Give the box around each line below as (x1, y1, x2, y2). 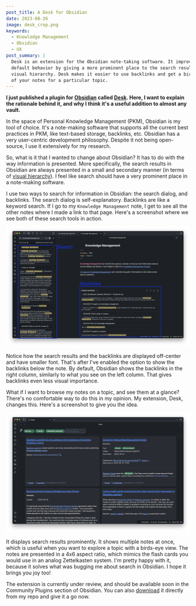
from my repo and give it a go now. (6, 593, 90, 600)
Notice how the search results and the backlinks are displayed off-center (6, 353, 181, 360)
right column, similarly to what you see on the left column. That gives (6, 371, 172, 378)
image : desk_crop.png (6, 22, 59, 27)
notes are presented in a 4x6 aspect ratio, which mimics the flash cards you (6, 550, 188, 558)
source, (6, 143, 24, 150)
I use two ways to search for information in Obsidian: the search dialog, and (6, 190, 188, 197)
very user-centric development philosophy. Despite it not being (6, 136, 158, 143)
